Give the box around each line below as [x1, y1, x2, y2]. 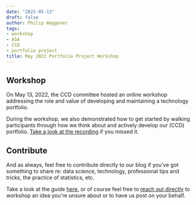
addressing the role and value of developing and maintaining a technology [6, 97, 189, 105]
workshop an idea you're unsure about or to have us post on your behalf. [6, 192, 186, 199]
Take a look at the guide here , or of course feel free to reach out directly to [6, 186, 190, 193]
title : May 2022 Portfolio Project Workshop [6, 53, 119, 59]
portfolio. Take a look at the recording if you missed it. [6, 128, 139, 135]
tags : [6, 25, 20, 32]
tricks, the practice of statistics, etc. [6, 174, 94, 181]
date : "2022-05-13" [6, 8, 55, 15]
